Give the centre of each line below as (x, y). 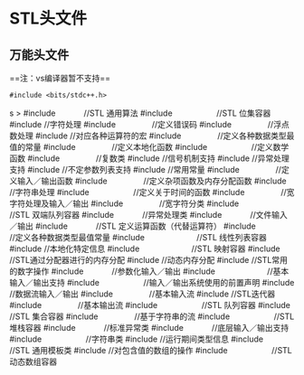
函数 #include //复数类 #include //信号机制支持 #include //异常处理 (149, 158)
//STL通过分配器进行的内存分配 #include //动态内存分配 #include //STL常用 (148, 260)
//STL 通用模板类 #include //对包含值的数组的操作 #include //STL (151, 350)
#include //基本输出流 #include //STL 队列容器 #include (150, 305)
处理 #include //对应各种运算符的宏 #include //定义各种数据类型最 (156, 136)
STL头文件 (48, 19)
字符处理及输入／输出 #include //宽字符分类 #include (124, 203)
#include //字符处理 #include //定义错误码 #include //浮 (146, 124)
